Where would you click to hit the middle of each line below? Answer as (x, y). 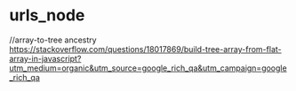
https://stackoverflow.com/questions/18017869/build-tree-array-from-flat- (145, 49)
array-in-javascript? (45, 58)
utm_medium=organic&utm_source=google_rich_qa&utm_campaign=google (148, 68)
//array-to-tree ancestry (53, 40)
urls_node (47, 15)
